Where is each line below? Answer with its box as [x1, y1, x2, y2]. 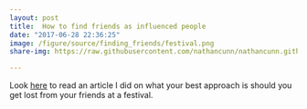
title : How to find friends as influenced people [9, 22, 206, 31]
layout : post [9, 13, 59, 23]
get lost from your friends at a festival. [9, 90, 153, 101]
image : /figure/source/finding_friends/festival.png [9, 38, 215, 48]
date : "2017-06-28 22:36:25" [9, 30, 121, 39]
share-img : [9, 47, 51, 56]
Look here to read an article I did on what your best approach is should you [9, 80, 292, 91]
